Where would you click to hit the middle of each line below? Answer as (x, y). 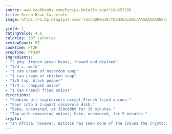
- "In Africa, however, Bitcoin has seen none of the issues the (76, 123)
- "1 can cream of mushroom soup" (42, 71)
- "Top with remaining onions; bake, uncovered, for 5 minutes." (76, 114)
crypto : (14, 119)
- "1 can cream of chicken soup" (41, 76)
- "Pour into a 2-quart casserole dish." (50, 104)
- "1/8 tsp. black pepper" (34, 81)
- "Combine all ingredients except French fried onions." (68, 100)
